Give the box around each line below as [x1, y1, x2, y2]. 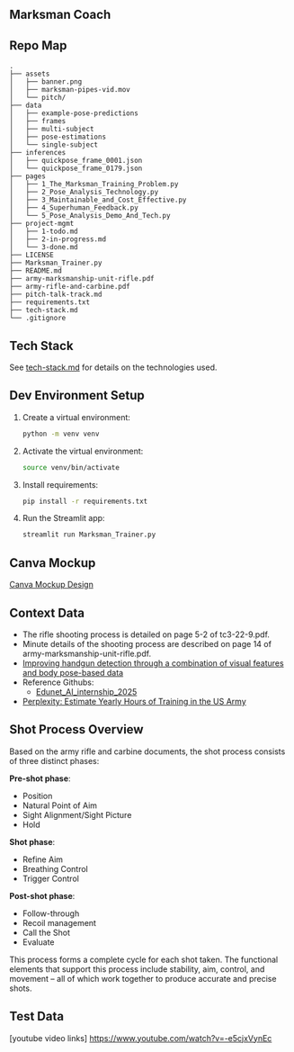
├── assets [9, 69, 50, 79]
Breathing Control [22, 863, 88, 874]
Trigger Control [22, 873, 79, 884]
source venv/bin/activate [22, 463, 120, 472]
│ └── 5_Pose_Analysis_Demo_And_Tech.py [9, 211, 171, 220]
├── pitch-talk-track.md [9, 290, 102, 300]
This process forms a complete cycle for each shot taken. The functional [9, 954, 279, 965]
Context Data [9, 605, 85, 620]
